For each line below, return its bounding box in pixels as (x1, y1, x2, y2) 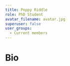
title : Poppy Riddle (5, 7, 48, 12)
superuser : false (5, 21, 41, 26)
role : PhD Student (5, 12, 43, 17)
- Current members (9, 30, 48, 35)
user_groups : (5, 26, 32, 31)
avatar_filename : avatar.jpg (5, 16, 66, 21)
